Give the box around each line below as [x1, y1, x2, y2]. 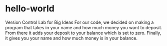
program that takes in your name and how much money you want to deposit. [5, 24, 162, 30]
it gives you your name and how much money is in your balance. [5, 35, 138, 41]
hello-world [5, 3, 55, 14]
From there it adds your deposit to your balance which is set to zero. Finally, [5, 30, 161, 36]
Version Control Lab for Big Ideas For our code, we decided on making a [5, 19, 154, 25]
